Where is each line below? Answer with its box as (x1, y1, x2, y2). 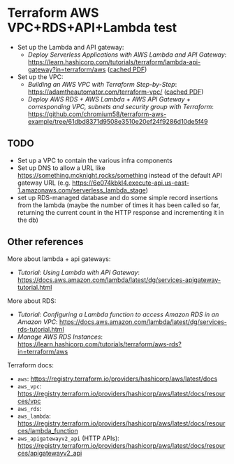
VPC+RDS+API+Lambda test (7, 20, 177, 36)
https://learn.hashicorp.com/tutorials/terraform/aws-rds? (17, 339, 182, 348)
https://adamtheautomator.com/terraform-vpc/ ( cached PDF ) (27, 87, 204, 96)
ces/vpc (17, 397, 41, 405)
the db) (17, 216, 38, 224)
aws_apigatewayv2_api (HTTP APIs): (17, 434, 120, 442)
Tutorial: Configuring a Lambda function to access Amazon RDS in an (17, 310, 219, 318)
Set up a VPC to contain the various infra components (17, 156, 173, 164)
